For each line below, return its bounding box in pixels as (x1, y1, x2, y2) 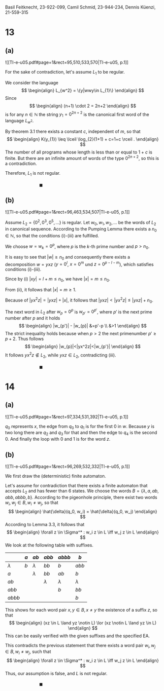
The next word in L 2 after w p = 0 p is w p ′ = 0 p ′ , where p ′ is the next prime (5, 308, 153, 316)
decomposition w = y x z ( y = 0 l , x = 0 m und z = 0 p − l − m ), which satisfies (5, 260, 154, 267)
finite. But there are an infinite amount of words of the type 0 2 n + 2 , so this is (5, 154, 159, 161)
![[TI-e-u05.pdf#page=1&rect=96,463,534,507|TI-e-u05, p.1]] (5, 209, 130, 215)
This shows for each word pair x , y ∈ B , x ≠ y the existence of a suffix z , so (5, 607, 158, 613)
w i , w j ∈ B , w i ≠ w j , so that (5, 499, 59, 506)
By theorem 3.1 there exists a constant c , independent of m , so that (5, 128, 141, 135)
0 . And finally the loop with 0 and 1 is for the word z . (5, 436, 111, 442)
